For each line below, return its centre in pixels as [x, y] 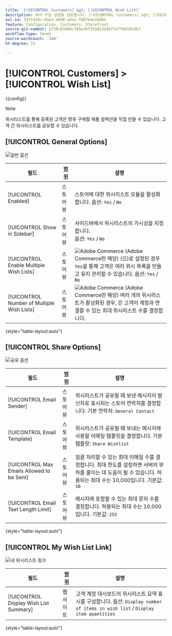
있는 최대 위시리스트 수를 [120, 310]
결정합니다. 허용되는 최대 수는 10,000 [118, 507]
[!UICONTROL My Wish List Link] [59, 547]
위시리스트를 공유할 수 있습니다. [48, 125]
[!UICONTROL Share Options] [53, 347]
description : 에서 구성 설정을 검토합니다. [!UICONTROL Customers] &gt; [78, 15]
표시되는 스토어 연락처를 [118, 403]
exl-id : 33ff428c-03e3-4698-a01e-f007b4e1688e [56, 20]
